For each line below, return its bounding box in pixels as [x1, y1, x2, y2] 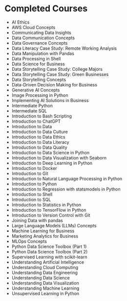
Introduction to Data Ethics [11, 134, 65, 140]
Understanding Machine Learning [11, 285, 80, 291]
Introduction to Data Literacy [11, 139, 69, 145]
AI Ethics [11, 19, 30, 25]
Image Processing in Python [11, 92, 69, 98]
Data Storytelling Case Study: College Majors [11, 66, 103, 72]
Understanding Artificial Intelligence [11, 259, 84, 265]
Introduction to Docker [11, 165, 57, 171]
